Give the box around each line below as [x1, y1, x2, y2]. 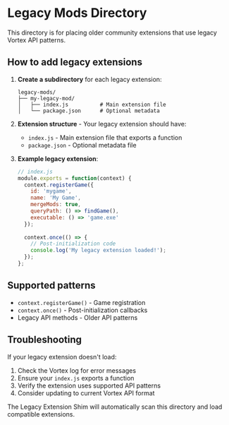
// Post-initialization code [30, 240, 116, 248]
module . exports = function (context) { [17, 174, 132, 181]
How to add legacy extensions [7, 56, 143, 68]
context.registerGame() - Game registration [17, 298, 146, 306]
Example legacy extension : [17, 154, 99, 163]
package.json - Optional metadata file [27, 140, 137, 149]
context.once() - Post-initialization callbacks [17, 306, 148, 314]
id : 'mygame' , [30, 188, 72, 195]
